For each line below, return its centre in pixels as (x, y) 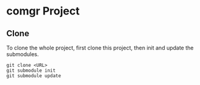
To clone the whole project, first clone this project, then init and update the (100, 48)
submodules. (23, 54)
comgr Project (43, 11)
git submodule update (34, 76)
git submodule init (31, 71)
